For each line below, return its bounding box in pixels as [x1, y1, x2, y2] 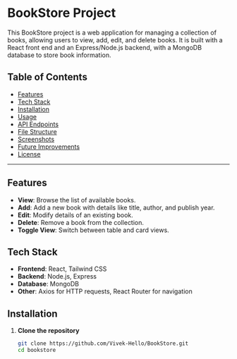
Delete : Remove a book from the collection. [17, 218, 145, 226]
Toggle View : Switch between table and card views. [17, 226, 169, 234]
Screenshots [17, 135, 55, 143]
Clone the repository [17, 327, 80, 335]
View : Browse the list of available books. [17, 195, 136, 204]
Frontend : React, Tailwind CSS [17, 264, 107, 273]
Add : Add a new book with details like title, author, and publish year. [17, 203, 215, 212]
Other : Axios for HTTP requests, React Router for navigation [17, 287, 193, 296]
